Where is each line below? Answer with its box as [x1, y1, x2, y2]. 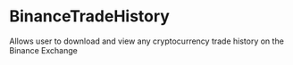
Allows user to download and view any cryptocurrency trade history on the [9, 36, 284, 46]
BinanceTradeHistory [9, 6, 170, 27]
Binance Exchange [9, 45, 78, 55]
